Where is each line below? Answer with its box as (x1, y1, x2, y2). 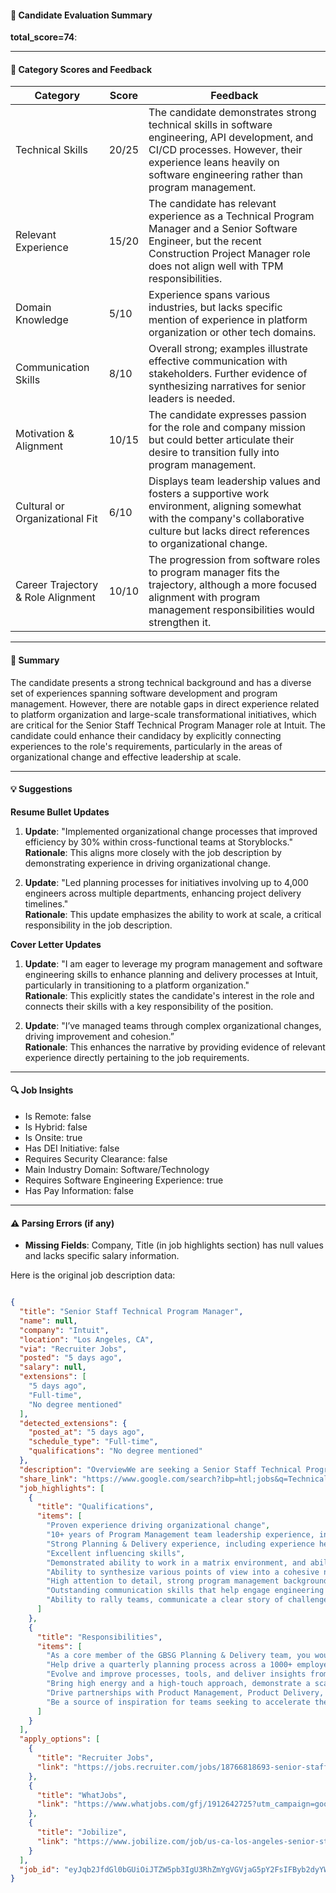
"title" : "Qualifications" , (36, 1502, 155, 1512)
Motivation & (15, 427, 75, 441)
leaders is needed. (148, 392, 236, 406)
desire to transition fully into (148, 446, 280, 460)
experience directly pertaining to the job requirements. (24, 1051, 250, 1063)
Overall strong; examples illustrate (148, 342, 308, 356)
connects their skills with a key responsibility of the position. (24, 1000, 274, 1012)
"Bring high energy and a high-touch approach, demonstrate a (46, 1679, 311, 1689)
